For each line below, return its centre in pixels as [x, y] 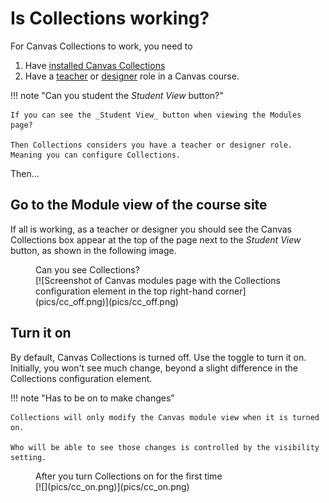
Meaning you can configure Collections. [96, 155]
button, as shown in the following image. [93, 250]
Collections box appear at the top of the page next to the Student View [156, 239]
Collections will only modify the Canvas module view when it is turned [165, 417]
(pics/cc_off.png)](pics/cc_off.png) [107, 301]
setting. [28, 457]
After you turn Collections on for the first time [129, 476]
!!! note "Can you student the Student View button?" [117, 95]
